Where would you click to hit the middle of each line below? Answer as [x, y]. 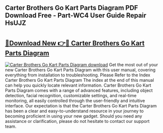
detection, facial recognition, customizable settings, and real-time [71, 96]
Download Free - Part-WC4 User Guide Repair [76, 16]
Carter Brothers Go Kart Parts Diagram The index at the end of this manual [80, 80]
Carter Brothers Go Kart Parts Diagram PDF [72, 8]
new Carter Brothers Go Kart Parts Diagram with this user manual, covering [80, 70]
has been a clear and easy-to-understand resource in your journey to [74, 111]
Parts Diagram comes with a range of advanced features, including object [79, 90]
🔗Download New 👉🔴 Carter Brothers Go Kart [75, 43]
